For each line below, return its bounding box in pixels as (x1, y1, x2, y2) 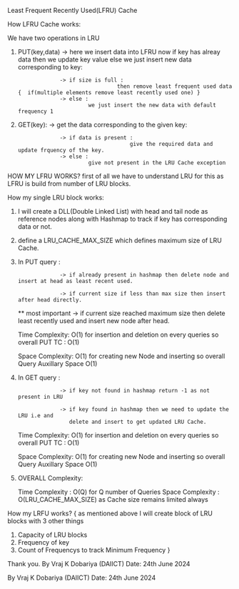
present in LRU (17, 393, 63, 400)
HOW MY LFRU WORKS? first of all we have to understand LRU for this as (7, 172, 224, 180)
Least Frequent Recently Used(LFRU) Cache (7, 6, 138, 14)
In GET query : (17, 373, 61, 382)
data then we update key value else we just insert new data (17, 55, 193, 64)
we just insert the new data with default (88, 102, 216, 109)
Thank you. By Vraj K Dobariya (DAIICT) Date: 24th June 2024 (7, 560, 190, 568)
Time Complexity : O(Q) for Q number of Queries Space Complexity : (17, 487, 220, 496)
